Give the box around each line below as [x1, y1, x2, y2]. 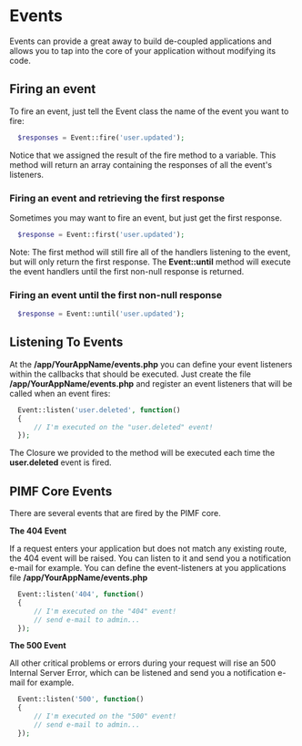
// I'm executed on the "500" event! [33, 712, 177, 721]
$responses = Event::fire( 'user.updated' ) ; [17, 133, 185, 142]
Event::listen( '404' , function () [17, 590, 145, 599]
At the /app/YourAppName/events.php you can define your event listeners [9, 358, 293, 369]
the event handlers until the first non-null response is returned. [9, 265, 245, 276]
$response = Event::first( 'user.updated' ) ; [17, 230, 185, 239]
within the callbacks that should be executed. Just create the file [9, 368, 252, 379]
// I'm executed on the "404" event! [33, 606, 177, 616]
